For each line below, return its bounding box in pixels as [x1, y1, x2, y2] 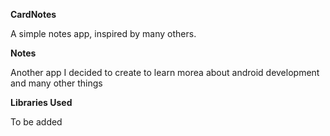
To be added [10, 116, 63, 128]
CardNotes [10, 9, 57, 20]
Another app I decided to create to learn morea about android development [10, 67, 320, 78]
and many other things [10, 77, 103, 89]
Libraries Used [10, 97, 73, 108]
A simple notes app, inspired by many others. [10, 28, 197, 39]
